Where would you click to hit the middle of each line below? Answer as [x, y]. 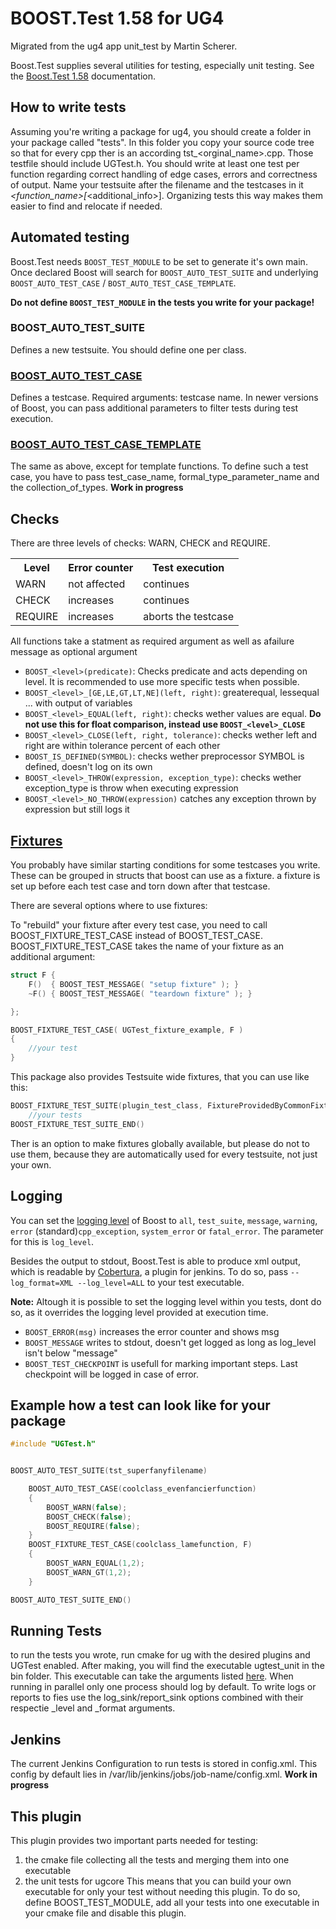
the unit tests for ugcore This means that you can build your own [158, 1881]
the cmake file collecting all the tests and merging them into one [157, 1860]
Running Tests [56, 1630]
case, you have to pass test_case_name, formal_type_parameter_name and [165, 477]
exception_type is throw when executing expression [131, 788]
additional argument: [53, 957]
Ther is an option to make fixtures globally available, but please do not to [160, 1143]
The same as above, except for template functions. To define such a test [159, 466]
